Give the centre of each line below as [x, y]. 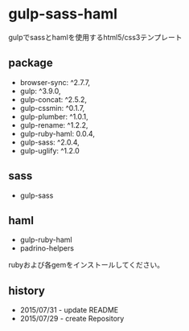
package [31, 63]
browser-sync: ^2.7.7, [55, 82]
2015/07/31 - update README [69, 310]
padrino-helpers [47, 248]
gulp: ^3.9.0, [40, 91]
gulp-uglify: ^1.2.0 [50, 150]
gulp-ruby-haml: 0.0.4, [57, 133]
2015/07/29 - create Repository [72, 319]
